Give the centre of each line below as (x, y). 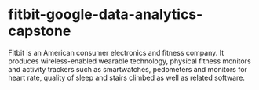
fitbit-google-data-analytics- (106, 14)
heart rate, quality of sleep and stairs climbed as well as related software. (127, 77)
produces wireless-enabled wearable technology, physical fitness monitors (129, 61)
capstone (40, 31)
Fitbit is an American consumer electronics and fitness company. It (116, 52)
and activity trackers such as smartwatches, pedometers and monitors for (128, 69)
